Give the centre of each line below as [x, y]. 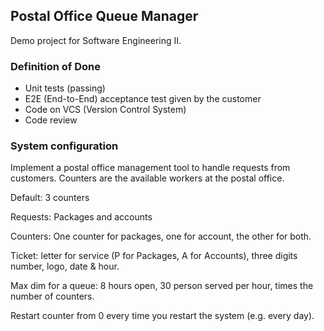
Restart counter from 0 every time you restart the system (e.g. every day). [162, 316]
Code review [51, 120]
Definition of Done [55, 66]
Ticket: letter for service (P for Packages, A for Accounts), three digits [154, 256]
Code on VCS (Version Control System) [105, 110]
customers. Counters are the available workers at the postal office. [147, 178]
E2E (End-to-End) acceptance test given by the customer [143, 99]
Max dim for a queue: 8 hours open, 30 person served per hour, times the [162, 286]
